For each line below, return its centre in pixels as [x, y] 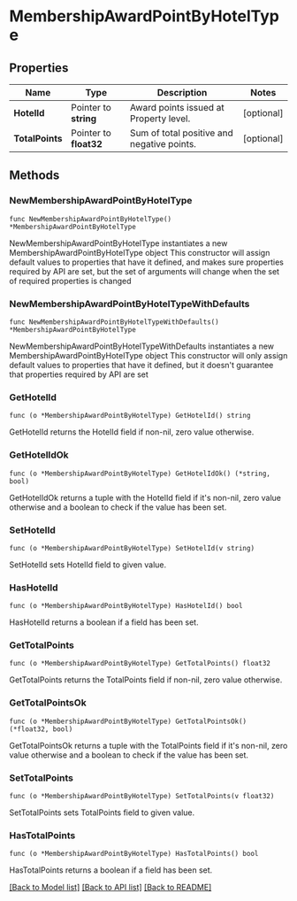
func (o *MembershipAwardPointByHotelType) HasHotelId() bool [126, 606]
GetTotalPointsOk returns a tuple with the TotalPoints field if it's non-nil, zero [148, 745]
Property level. [160, 119]
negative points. [163, 144]
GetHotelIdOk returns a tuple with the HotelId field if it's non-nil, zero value [145, 497]
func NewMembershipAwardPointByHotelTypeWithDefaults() [114, 322]
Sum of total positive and [181, 133]
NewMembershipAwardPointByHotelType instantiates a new [118, 243]
